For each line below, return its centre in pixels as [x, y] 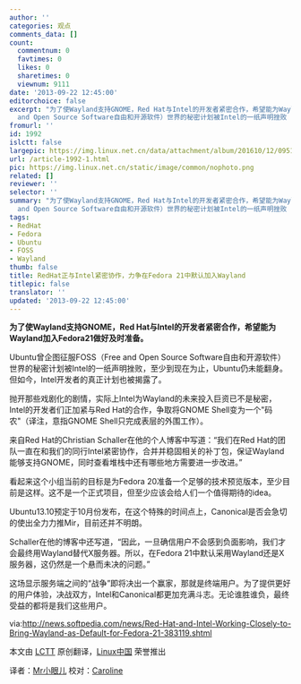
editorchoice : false [48, 101]
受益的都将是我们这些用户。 [60, 606]
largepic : [28, 150]
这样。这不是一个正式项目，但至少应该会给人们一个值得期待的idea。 [150, 492]
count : [21, 43]
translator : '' [38, 292]
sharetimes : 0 [43, 76]
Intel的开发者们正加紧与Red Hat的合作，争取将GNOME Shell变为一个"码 [141, 410]
